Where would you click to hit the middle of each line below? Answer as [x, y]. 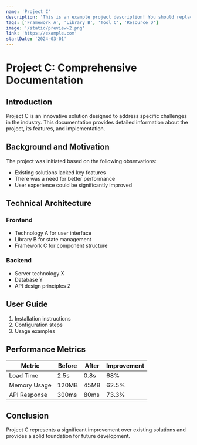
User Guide [27, 304]
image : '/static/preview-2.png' [45, 28]
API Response [28, 395]
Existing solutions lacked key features [60, 172]
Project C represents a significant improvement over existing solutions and [96, 430]
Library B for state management [53, 239]
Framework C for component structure [61, 245]
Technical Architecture [49, 203]
